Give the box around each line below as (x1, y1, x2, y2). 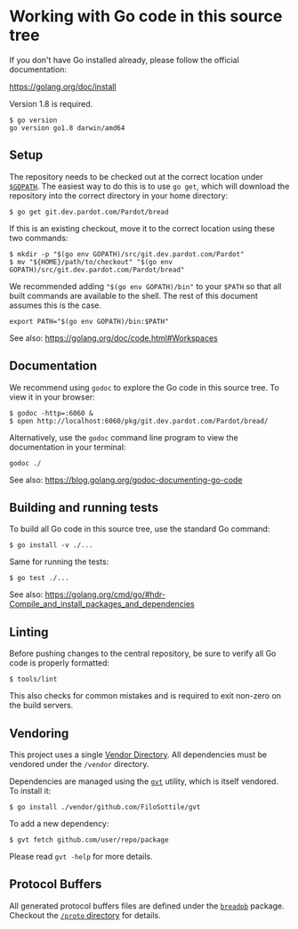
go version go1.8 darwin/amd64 (9, 123, 125, 133)
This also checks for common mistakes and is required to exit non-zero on (9, 691, 282, 701)
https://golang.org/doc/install (9, 81, 117, 92)
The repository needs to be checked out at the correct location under (9, 171, 263, 182)
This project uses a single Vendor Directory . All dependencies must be (9, 749, 268, 760)
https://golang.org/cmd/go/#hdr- (44, 589, 166, 600)
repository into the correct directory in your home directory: (9, 190, 229, 201)
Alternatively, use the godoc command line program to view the (9, 432, 238, 442)
